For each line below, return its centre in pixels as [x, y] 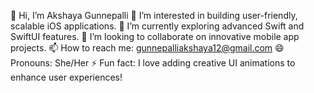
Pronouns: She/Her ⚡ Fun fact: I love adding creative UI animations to [153, 63]
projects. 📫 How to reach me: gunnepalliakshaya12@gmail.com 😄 [147, 48]
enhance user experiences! [66, 77]
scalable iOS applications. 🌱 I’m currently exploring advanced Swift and [157, 26]
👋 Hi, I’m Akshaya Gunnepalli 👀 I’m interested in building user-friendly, [154, 15]
